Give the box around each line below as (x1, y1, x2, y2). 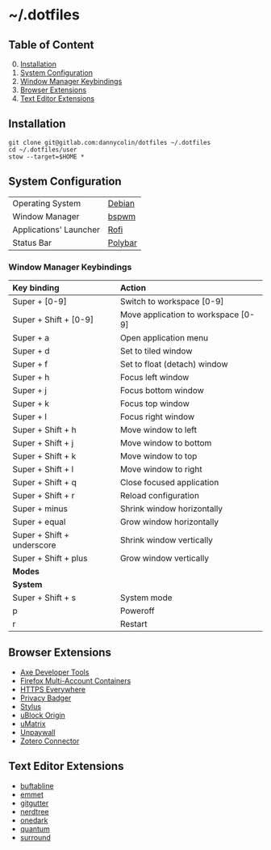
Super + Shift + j (12, 437, 74, 448)
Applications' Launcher (12, 224, 101, 235)
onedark (19, 815, 48, 825)
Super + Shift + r (12, 489, 75, 501)
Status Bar (12, 237, 52, 248)
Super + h (12, 371, 50, 383)
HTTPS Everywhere (19, 684, 86, 694)
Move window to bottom (119, 437, 212, 448)
